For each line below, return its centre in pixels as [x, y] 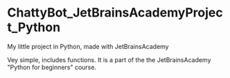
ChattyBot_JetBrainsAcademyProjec [115, 13]
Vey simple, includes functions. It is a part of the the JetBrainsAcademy [109, 59]
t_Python [34, 27]
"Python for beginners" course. [52, 67]
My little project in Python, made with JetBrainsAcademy [88, 46]
